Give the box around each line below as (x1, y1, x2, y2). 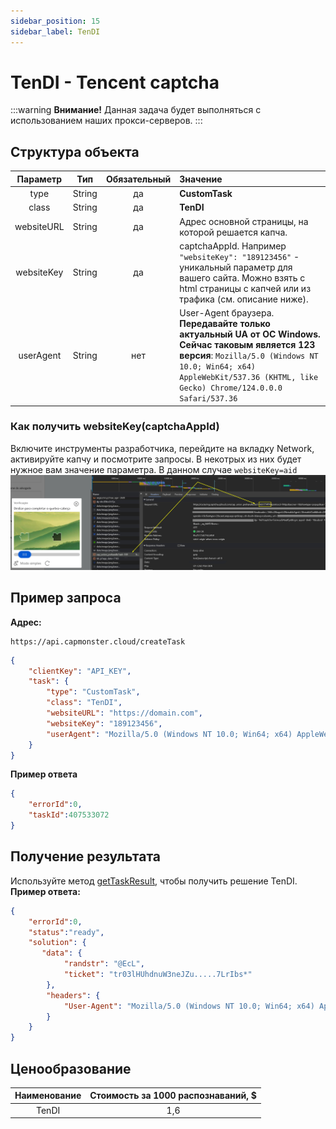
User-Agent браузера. (179, 307, 275, 319)
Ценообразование (10, 1060, 132, 1077)
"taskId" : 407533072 (28, 810, 110, 820)
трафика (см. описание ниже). (179, 293, 309, 305)
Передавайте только (179, 318, 271, 329)
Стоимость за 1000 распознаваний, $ (89, 1090, 257, 1102)
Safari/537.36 (179, 394, 238, 404)
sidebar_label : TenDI (10, 26, 101, 37)
